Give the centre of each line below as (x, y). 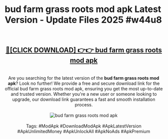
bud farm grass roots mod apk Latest (83, 9)
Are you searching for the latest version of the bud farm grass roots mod (84, 78)
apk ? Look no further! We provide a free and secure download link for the (84, 83)
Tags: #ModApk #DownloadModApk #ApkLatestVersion (84, 126)
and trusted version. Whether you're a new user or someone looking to (84, 94)
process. (84, 104)
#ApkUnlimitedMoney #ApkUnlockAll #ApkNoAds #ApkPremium (84, 131)
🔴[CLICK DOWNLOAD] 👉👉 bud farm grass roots (84, 50)
